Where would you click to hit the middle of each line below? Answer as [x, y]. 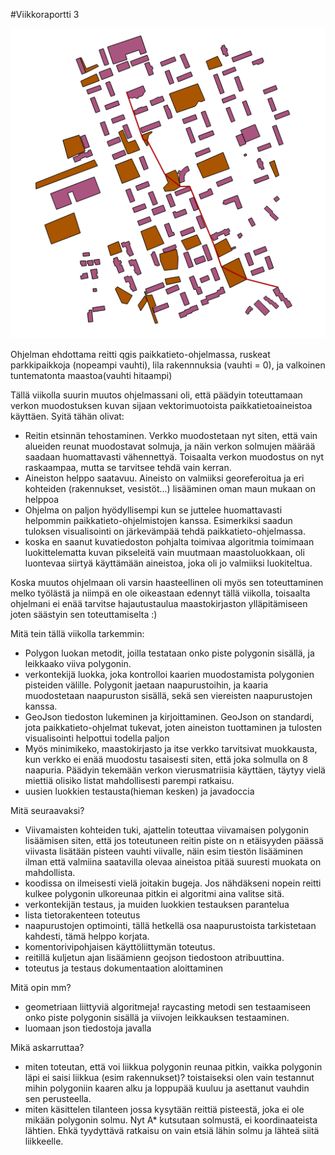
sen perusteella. [58, 1099]
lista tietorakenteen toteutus [82, 915]
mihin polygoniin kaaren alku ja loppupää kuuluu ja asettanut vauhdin [167, 1088]
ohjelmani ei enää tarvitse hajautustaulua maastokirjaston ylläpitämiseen [159, 604]
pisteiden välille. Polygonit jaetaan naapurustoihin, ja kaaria [146, 685]
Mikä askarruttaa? [47, 1048]
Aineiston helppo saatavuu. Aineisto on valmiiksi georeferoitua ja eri [164, 478]
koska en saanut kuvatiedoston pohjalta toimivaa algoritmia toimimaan [169, 542]
